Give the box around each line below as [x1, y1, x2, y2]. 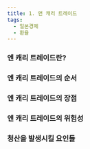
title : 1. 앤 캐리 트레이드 [7, 10, 78, 17]
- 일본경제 [13, 23, 39, 30]
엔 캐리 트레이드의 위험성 [7, 113, 84, 123]
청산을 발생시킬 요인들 [7, 133, 76, 143]
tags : [7, 16, 23, 23]
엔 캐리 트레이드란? [7, 53, 67, 62]
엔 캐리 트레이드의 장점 [7, 93, 78, 103]
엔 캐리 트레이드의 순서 [7, 73, 78, 83]
